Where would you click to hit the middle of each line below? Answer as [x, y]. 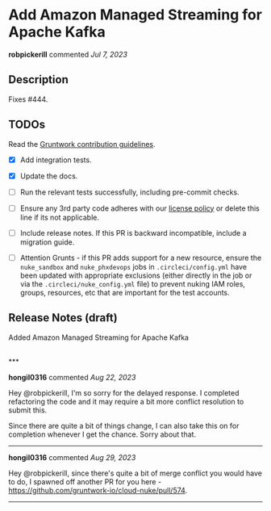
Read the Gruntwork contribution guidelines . [82, 144]
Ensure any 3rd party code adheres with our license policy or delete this [140, 208]
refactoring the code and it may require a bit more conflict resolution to [126, 401]
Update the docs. [49, 176]
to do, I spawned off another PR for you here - [85, 481]
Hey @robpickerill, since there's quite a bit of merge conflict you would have [135, 473]
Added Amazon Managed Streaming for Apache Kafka [99, 337]
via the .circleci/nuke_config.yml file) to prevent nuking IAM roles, [133, 283]
